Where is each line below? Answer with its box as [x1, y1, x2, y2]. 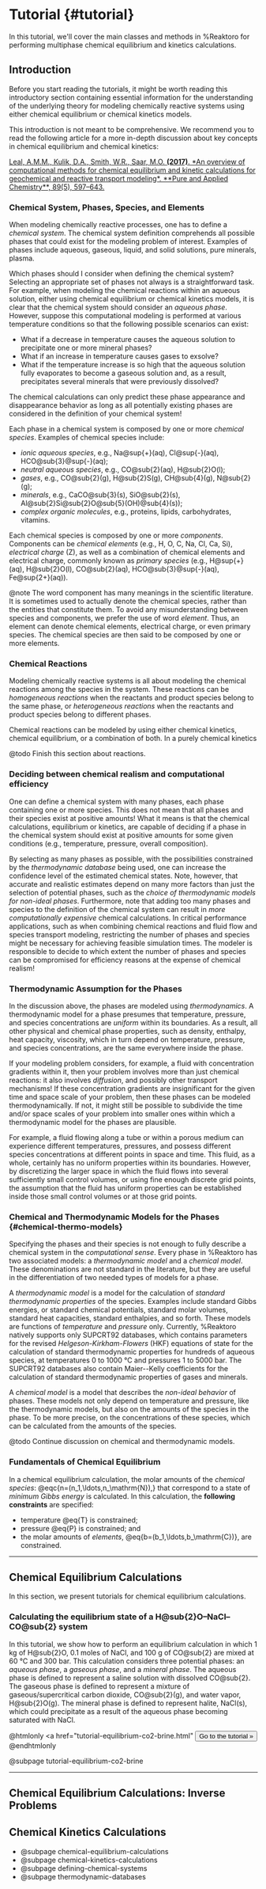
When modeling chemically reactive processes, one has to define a [9, 220, 228, 230]
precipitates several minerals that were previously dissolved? [20, 377, 219, 386]
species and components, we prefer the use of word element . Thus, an [9, 614, 240, 623]
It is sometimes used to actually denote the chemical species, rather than [9, 596, 247, 606]
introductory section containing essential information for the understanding [9, 93, 253, 102]
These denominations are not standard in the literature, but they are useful [9, 1264, 251, 1274]
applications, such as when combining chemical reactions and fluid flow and [9, 921, 257, 931]
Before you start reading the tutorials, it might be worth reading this [9, 84, 228, 93]
